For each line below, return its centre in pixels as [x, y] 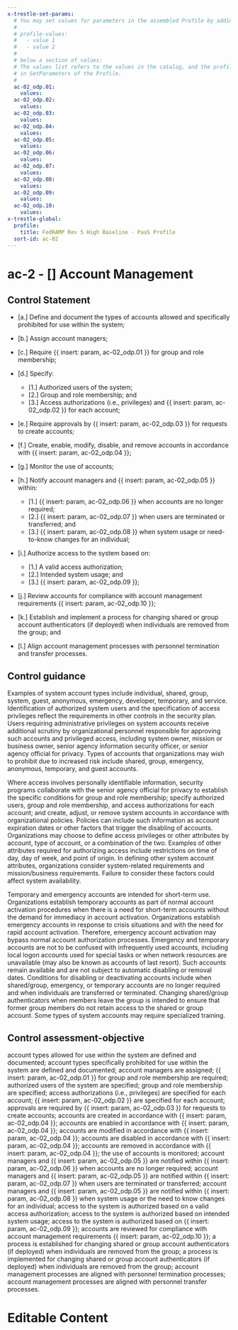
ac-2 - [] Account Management [100, 274]
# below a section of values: [58, 60]
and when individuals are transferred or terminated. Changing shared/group [118, 993]
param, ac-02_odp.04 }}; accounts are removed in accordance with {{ [109, 1145]
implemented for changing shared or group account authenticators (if [109, 1259]
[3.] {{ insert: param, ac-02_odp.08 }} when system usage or [117, 532]
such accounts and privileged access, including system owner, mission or [115, 739]
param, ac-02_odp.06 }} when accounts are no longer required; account [113, 1168]
